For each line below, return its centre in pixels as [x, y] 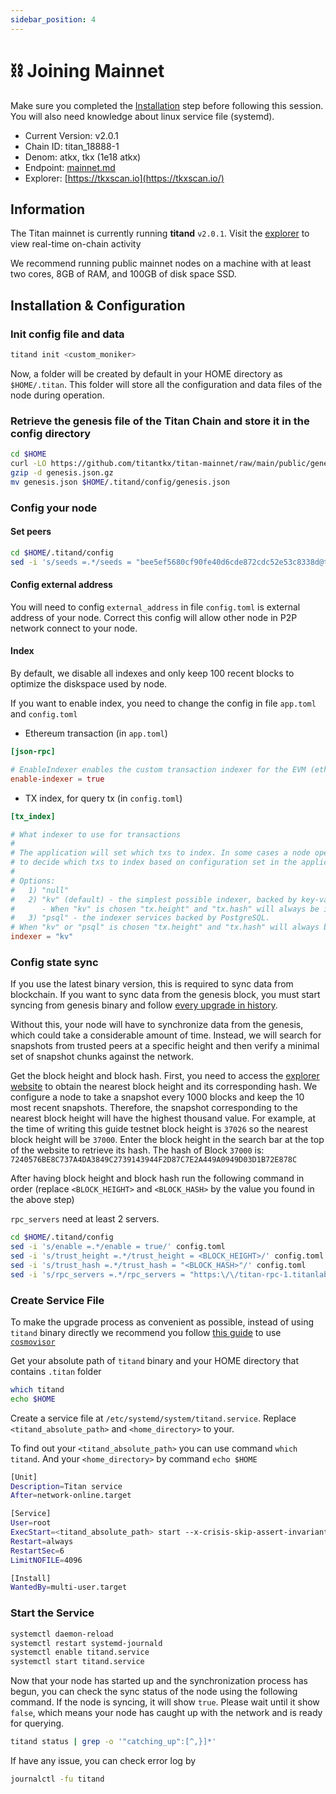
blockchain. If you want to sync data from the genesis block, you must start [165, 995]
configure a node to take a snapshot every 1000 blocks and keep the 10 [157, 1097]
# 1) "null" [40, 890]
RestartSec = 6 [37, 1551]
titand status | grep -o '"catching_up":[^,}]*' [113, 1742]
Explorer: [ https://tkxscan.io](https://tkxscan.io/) [124, 178]
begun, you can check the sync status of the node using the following [154, 1692]
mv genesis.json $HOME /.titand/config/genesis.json [120, 482]
